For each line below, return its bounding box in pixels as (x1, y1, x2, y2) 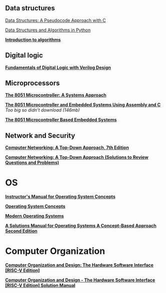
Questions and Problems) (5, 159, 59, 165)
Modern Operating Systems (5, 213, 64, 219)
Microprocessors (5, 79, 60, 87)
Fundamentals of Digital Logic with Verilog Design (5, 64, 111, 70)
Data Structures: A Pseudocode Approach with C (5, 17, 106, 23)
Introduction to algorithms (5, 36, 61, 42)
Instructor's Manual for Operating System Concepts (5, 193, 116, 199)
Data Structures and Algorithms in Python (5, 27, 91, 33)
